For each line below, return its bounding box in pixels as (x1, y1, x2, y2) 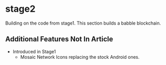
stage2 (5, 3, 36, 15)
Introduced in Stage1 (12, 48, 56, 54)
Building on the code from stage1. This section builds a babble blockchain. (5, 20, 161, 26)
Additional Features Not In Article (5, 35, 114, 44)
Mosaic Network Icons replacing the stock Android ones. (20, 54, 140, 60)
